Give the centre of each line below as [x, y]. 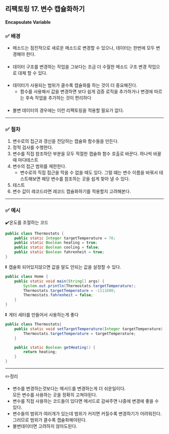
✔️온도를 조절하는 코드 [27, 222]
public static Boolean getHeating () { [55, 347]
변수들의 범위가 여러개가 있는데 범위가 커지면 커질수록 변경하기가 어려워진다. [87, 414]
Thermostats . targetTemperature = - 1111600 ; [69, 290]
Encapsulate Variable [28, 22]
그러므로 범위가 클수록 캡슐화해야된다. [50, 420]
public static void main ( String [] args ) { [59, 281]
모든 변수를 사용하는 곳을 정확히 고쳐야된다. [55, 395]
